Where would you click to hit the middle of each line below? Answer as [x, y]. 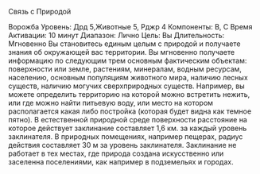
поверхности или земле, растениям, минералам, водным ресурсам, [125, 69]
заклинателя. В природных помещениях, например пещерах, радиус [126, 137]
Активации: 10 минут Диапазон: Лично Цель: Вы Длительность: [116, 35]
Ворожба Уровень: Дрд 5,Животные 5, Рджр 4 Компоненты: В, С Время [130, 27]
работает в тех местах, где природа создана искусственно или [116, 153]
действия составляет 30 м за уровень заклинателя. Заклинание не [122, 145]
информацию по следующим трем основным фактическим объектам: [128, 60]
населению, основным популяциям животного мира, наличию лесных [128, 77]
